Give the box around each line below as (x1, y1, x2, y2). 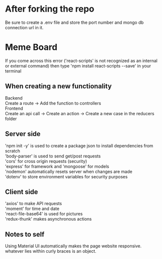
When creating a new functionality (5, 82, 112, 90)
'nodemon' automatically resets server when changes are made (5, 169, 132, 174)
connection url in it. (5, 24, 44, 30)
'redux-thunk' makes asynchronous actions (5, 216, 92, 222)
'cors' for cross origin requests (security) (5, 158, 87, 164)
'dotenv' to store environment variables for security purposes (5, 173, 128, 179)
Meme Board (5, 42, 58, 53)
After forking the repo (5, 3, 95, 15)
